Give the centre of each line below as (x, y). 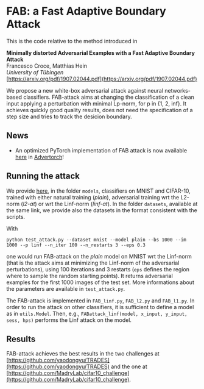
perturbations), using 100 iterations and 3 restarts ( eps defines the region (98, 269)
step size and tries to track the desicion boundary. (69, 116)
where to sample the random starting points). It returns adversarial (90, 276)
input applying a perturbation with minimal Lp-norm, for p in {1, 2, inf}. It (97, 103)
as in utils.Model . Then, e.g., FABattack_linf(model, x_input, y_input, (97, 313)
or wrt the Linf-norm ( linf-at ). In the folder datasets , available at (118, 204)
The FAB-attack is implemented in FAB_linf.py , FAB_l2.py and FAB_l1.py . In (100, 301)
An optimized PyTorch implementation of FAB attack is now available (101, 150)
